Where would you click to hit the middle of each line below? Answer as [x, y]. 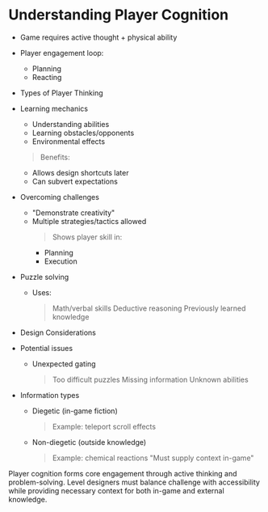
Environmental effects [69, 141]
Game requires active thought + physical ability [98, 37]
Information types [50, 395]
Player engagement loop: [62, 53]
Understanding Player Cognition [119, 15]
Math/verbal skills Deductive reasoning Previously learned [149, 308]
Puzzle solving [44, 277]
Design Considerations [58, 332]
